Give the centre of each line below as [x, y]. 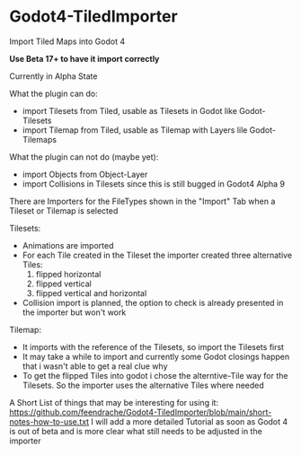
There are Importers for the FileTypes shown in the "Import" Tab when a [142, 201]
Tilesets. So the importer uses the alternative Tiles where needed [143, 385]
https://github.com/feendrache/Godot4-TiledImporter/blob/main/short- [141, 412]
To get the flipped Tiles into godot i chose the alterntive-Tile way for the [155, 375]
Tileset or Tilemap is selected [64, 210]
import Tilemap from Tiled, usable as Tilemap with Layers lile [135, 130]
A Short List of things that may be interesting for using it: [114, 402]
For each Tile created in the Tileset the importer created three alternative [157, 255]
